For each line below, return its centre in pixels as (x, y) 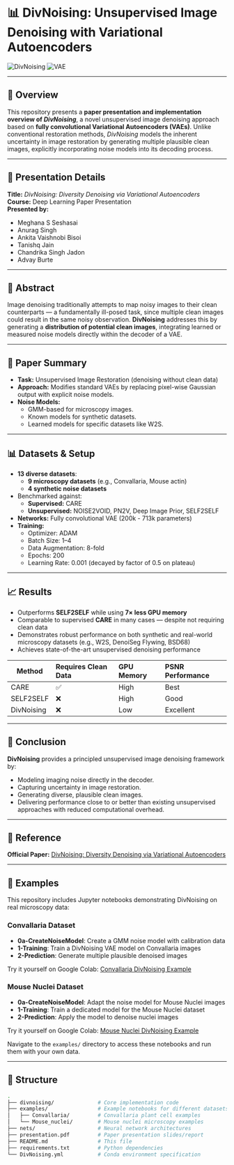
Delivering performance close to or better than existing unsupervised (116, 802)
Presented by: (28, 209)
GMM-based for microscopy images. (80, 409)
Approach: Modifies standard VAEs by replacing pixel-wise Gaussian (116, 387)
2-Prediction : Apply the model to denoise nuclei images (98, 1017)
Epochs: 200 (46, 555)
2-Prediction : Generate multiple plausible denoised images (102, 955)
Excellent (180, 709)
